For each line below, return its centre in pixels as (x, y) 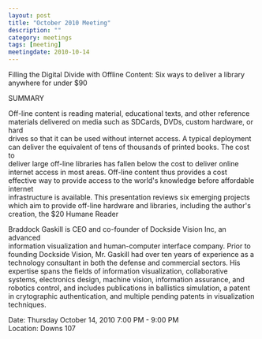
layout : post (30, 15)
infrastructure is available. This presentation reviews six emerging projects (129, 197)
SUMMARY (26, 98)
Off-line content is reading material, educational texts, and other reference (129, 114)
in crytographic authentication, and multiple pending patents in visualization (131, 296)
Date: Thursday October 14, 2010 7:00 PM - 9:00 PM (94, 320)
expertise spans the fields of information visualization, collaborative (118, 271)
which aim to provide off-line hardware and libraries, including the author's (129, 205)
